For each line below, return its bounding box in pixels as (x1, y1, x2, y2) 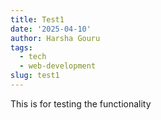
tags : (10, 42, 33, 53)
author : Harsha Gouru (10, 33, 101, 43)
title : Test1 (10, 14, 65, 25)
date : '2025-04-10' (10, 24, 92, 34)
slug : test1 (10, 71, 60, 81)
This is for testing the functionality (10, 97, 152, 110)
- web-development (19, 61, 97, 71)
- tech (19, 52, 47, 62)
